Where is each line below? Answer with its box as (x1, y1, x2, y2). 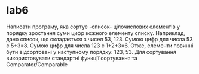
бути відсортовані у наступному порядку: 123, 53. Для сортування (6, 48, 176, 55)
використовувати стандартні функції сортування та (6, 54, 137, 62)
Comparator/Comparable (6, 60, 68, 68)
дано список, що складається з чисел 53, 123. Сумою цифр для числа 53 (6, 36, 193, 43)
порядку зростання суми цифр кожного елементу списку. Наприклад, (6, 29, 186, 36)
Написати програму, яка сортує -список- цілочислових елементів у (6, 23, 180, 30)
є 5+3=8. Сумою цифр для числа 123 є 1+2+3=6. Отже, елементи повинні (6, 42, 194, 49)
